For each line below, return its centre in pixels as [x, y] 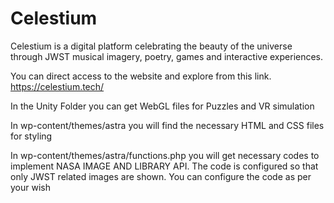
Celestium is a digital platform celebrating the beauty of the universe [151, 46]
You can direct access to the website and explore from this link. [141, 76]
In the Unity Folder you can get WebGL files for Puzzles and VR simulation [162, 106]
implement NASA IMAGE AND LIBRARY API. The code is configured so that [164, 166]
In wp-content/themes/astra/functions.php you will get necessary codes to [165, 155]
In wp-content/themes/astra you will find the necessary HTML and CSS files [167, 125]
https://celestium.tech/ [57, 86]
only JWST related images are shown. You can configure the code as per [161, 176]
